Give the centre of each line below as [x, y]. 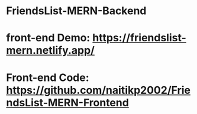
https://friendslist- [139, 38]
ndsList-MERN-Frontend [67, 102]
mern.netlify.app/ [50, 51]
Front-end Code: [48, 77]
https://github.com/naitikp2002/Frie [98, 90]
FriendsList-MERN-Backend [76, 11]
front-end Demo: [48, 38]
